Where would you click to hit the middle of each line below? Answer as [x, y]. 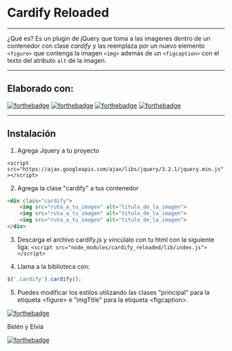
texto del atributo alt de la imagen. [57, 60]
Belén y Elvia [25, 326]
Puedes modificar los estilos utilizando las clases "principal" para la [113, 292]
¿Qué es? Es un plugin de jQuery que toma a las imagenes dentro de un [109, 38]
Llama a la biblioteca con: [53, 266]
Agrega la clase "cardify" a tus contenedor [78, 188]
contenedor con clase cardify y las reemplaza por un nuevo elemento [106, 46]
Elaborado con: [40, 89]
